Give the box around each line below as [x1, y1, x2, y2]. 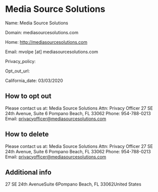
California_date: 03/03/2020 [5, 77, 63, 83]
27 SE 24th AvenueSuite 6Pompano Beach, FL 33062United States [5, 181, 142, 187]
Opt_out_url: [5, 68, 30, 74]
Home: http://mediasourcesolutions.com [5, 39, 88, 45]
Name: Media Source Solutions [5, 20, 68, 26]
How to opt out [5, 92, 52, 100]
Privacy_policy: [5, 58, 36, 64]
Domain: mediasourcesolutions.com [5, 29, 78, 35]
